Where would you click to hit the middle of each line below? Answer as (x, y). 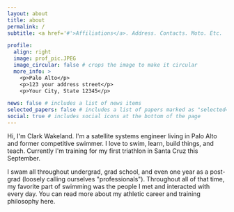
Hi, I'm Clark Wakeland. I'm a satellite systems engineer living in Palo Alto (112, 136)
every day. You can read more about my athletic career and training (104, 194)
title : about (26, 20)
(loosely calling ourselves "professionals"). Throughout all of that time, (123, 179)
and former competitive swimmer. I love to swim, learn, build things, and (110, 143)
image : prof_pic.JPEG (45, 59)
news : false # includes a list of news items (74, 104)
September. (24, 158)
